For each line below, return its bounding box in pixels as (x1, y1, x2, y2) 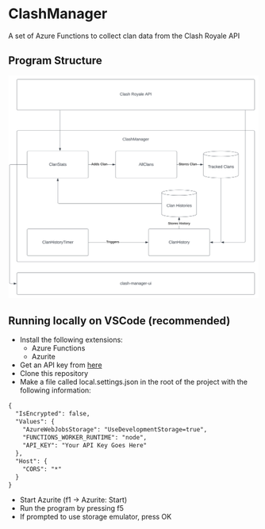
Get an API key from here (19, 360, 102, 370)
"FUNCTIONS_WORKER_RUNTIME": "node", (22, 433, 148, 441)
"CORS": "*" (22, 465, 62, 473)
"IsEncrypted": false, (15, 409, 90, 417)
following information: (19, 385, 91, 395)
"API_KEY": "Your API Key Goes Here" (22, 441, 148, 449)
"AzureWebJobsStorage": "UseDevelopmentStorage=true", (22, 425, 208, 433)
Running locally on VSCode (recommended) (8, 314, 231, 328)
